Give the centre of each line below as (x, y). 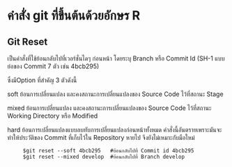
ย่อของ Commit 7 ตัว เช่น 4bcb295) (53, 66)
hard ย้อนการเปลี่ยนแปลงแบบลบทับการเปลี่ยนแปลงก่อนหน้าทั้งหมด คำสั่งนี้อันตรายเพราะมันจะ (115, 130)
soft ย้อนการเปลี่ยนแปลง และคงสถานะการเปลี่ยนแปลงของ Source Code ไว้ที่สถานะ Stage (116, 94)
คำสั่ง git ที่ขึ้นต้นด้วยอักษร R (74, 16)
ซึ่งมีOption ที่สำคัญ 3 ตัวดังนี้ (42, 80)
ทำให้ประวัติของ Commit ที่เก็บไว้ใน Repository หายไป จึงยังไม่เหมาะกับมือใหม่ (101, 137)
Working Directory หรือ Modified (53, 116)
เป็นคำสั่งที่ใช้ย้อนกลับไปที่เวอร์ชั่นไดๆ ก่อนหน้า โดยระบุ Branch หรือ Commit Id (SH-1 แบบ (116, 58)
